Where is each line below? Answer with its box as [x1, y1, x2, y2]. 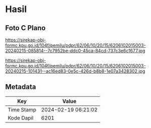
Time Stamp [8, 106, 37, 113]
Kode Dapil [8, 114, 34, 121]
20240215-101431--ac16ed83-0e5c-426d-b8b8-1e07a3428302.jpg [5, 68, 145, 74]
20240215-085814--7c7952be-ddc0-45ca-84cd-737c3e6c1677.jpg [5, 48, 145, 53]
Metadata [5, 83, 36, 91]
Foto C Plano [5, 24, 46, 32]
